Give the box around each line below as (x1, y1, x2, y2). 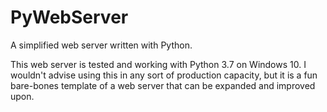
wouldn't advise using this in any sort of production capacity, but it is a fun (10, 69, 318, 81)
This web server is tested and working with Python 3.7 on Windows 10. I (10, 58, 307, 70)
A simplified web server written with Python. (10, 39, 193, 51)
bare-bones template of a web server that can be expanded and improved (10, 79, 316, 91)
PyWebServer (10, 6, 129, 29)
